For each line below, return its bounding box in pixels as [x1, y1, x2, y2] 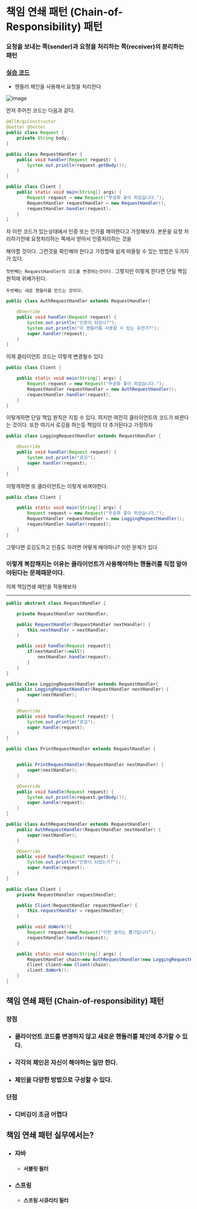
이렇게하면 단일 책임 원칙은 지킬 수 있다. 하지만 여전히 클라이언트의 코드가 [6, 414, 174, 421]
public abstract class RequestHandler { [6, 600, 107, 606]
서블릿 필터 [23, 1165, 49, 1172]
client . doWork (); [27, 967, 69, 974]
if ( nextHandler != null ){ [27, 648, 85, 655]
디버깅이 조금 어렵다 [14, 1110, 68, 1118]
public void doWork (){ [16, 924, 72, 930]
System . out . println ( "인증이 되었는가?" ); [27, 860, 121, 865]
